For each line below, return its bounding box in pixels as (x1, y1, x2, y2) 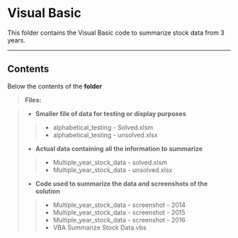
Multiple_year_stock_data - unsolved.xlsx (52, 165, 173, 174)
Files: (24, 96, 42, 104)
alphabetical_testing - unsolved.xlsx (52, 130, 158, 139)
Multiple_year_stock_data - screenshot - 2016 (52, 215, 186, 224)
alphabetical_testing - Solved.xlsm (52, 123, 154, 132)
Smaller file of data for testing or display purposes (35, 109, 186, 118)
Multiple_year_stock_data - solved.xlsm (52, 158, 168, 166)
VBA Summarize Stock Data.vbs (52, 223, 147, 232)
